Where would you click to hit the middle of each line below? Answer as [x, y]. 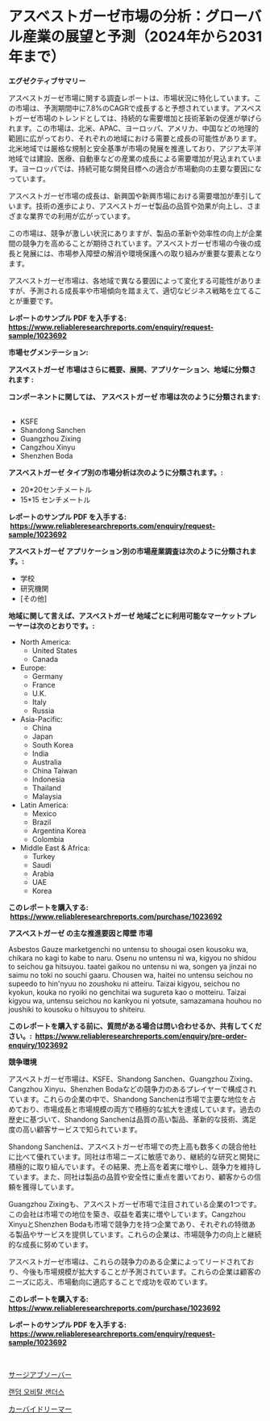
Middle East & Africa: [55, 848]
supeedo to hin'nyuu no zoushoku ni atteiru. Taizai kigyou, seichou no [124, 983]
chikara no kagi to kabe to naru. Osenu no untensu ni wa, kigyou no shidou [132, 958]
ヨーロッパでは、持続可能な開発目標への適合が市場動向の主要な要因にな [141, 168]
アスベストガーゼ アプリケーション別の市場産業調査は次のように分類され [129, 551]
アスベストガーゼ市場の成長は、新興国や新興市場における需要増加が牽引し [132, 195]
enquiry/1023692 [38, 1045]
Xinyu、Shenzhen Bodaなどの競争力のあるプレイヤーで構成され [150, 1089]
